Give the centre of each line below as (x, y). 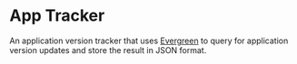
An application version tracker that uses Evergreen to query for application (149, 41)
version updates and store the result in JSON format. (108, 50)
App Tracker (57, 16)
